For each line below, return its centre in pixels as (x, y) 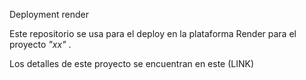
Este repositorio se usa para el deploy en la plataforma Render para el (153, 33)
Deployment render (49, 14)
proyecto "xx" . (40, 44)
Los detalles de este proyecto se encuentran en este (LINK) (132, 63)
